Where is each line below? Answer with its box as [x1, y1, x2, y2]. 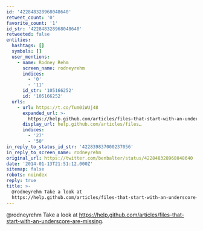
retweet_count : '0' [6, 15, 56, 21]
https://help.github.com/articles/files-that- [79, 211, 184, 218]
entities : [6, 37, 31, 43]
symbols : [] [11, 48, 42, 54]
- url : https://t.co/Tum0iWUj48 [17, 104, 98, 111]
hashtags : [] [11, 43, 45, 49]
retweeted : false [6, 31, 50, 37]
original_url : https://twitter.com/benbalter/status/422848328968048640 [6, 155, 193, 161]
